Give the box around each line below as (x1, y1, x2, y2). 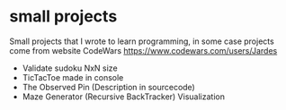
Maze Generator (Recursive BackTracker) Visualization (22, 91, 225, 102)
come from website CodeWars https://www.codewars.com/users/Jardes (9, 45, 278, 55)
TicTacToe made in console (22, 72, 124, 82)
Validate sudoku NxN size (22, 63, 119, 73)
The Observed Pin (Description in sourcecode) (22, 81, 195, 92)
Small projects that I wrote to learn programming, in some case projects (9, 36, 274, 47)
